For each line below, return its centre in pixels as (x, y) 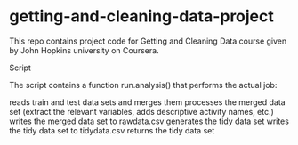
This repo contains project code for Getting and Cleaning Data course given (148, 41)
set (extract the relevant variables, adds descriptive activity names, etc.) (141, 111)
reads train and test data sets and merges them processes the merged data (148, 102)
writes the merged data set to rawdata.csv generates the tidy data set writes (149, 121)
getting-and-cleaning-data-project (141, 16)
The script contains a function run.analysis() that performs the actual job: (143, 85)
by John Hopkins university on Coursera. (84, 50)
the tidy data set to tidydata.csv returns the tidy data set (112, 130)
